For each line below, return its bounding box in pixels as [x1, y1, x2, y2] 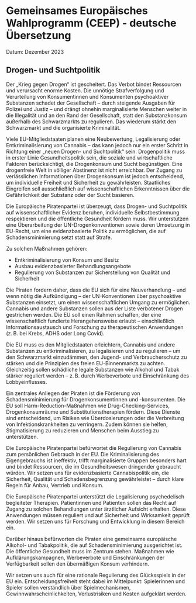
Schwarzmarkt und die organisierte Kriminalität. [6, 124, 121, 131]
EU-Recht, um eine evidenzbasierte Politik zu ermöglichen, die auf [6, 227, 166, 234]
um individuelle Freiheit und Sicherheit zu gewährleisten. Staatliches [6, 179, 171, 186]
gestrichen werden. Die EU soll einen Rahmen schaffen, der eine [6, 311, 161, 318]
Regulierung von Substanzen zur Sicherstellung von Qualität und [14, 269, 171, 276]
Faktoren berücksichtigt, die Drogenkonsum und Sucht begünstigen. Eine [6, 160, 183, 167]
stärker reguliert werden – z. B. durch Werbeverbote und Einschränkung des [6, 372, 190, 379]
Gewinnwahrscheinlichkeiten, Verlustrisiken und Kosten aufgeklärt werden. [6, 590, 187, 597]
